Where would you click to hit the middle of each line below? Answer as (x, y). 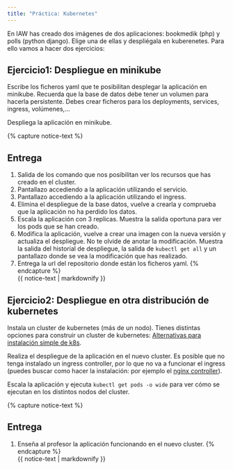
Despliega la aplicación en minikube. (60, 123)
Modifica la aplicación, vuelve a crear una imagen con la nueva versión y (121, 234)
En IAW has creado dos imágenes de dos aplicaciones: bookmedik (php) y (114, 33)
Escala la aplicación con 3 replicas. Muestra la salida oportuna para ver (119, 219)
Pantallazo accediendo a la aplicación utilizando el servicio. (102, 189)
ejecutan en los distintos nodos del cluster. (69, 392)
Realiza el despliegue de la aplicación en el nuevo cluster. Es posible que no (116, 357)
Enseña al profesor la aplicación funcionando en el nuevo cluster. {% (116, 444)
